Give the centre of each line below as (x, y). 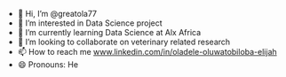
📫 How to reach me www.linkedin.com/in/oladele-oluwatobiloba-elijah (147, 52)
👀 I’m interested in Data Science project (90, 23)
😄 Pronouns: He (48, 65)
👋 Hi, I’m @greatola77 (57, 14)
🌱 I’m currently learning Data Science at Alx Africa (109, 32)
